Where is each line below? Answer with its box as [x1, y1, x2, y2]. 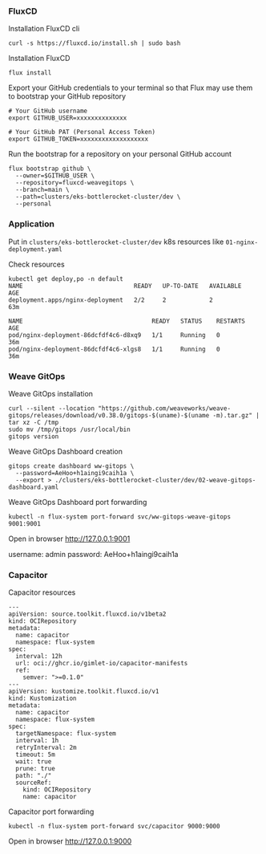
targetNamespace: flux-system [15, 730, 116, 738]
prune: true [15, 765, 56, 773]
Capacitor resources [8, 588, 76, 597]
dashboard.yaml [8, 483, 59, 491]
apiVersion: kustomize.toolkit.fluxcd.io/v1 [8, 688, 159, 696]
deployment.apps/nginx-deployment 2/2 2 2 [8, 295, 214, 304]
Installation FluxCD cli [8, 24, 80, 34]
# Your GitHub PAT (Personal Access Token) [8, 128, 156, 136]
